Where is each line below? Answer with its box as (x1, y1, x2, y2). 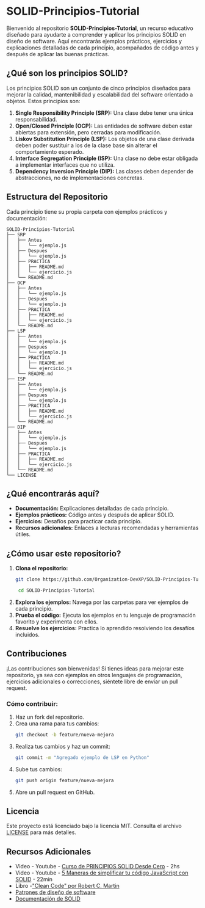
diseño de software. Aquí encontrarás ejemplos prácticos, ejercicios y (6, 37, 182, 45)
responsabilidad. (15, 115, 57, 123)
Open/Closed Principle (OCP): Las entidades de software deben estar (15, 122, 193, 129)
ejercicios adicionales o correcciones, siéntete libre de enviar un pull (6, 678, 179, 685)
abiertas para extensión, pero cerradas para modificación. (15, 128, 162, 136)
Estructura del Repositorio (6, 192, 108, 202)
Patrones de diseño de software (15, 888, 96, 896)
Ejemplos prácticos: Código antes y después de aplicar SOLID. (15, 511, 175, 518)
